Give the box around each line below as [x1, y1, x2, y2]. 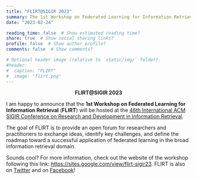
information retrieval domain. [6, 143, 76, 150]
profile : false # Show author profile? [6, 41, 107, 47]
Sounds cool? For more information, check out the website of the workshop [6, 154, 189, 161]
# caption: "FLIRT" [6, 68, 57, 74]
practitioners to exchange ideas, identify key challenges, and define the [6, 130, 179, 137]
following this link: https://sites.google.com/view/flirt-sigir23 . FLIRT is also [6, 160, 186, 167]
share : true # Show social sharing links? [6, 36, 114, 42]
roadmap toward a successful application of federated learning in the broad [6, 137, 189, 144]
